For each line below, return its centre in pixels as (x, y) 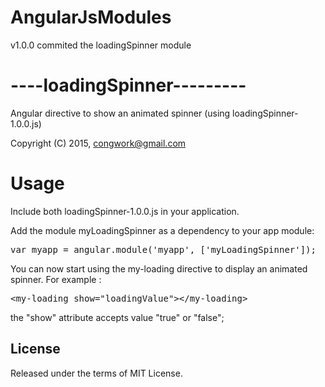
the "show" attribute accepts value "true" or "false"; (117, 317)
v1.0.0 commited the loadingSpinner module (101, 45)
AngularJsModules (91, 17)
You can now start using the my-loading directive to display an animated (159, 268)
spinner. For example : (56, 279)
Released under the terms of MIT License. (96, 373)
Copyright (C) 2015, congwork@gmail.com (98, 143)
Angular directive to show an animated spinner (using (120, 113)
